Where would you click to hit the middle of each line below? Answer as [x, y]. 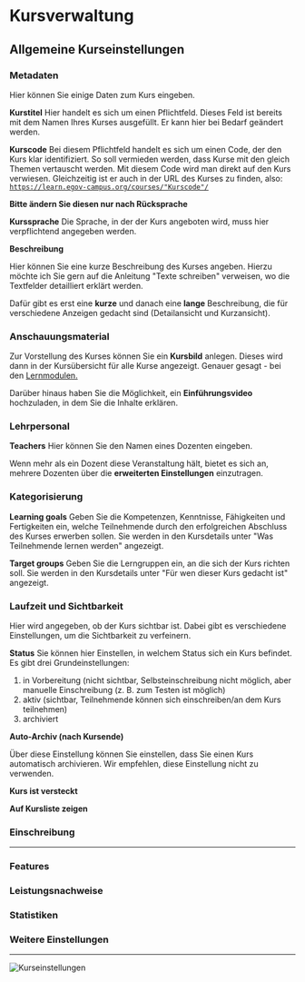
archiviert [40, 719]
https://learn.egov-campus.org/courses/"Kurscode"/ [109, 187]
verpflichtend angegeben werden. [73, 231]
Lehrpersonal [39, 426]
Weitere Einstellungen [59, 939]
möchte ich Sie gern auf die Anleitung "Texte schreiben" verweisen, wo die [150, 276]
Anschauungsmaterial [60, 336]
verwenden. [32, 774]
